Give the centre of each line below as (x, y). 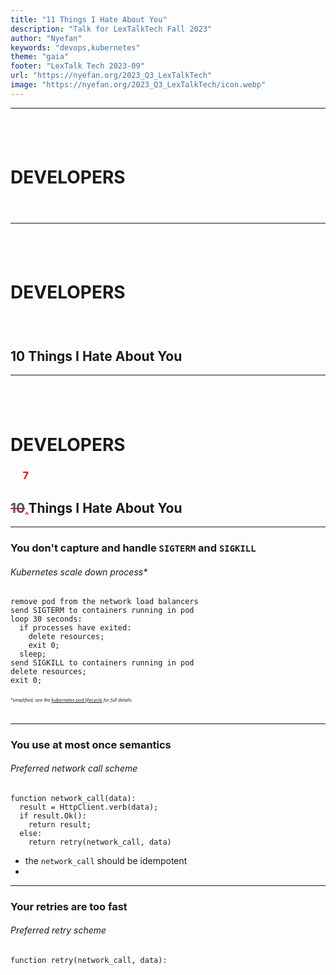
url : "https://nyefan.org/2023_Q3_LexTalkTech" (111, 76)
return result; (60, 824)
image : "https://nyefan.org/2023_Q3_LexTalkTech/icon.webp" (138, 85)
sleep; (33, 654)
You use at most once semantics (91, 744)
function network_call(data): (73, 798)
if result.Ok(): (53, 816)
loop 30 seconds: (46, 619)
